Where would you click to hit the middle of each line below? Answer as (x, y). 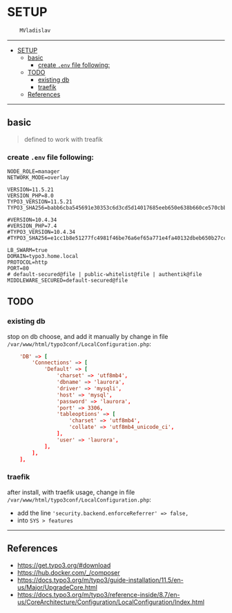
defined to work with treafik (64, 139)
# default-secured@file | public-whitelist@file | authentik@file (105, 274)
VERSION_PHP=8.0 (30, 195)
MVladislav (35, 30)
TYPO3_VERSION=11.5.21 (40, 201)
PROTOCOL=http (28, 262)
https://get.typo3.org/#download (64, 565)
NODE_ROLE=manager (33, 171)
